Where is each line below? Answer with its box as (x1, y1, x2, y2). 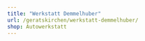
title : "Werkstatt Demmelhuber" (7, 10, 101, 17)
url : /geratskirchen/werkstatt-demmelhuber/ (7, 17, 139, 24)
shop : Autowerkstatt (7, 23, 68, 30)
